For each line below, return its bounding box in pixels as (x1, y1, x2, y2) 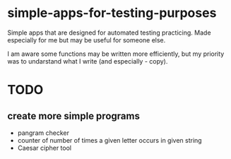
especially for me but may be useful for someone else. (7, 35, 166, 44)
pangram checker (17, 129, 69, 137)
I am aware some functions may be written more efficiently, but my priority (7, 49, 225, 58)
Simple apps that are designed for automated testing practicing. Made (7, 28, 211, 37)
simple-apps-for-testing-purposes (7, 5, 217, 21)
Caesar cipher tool (17, 143, 72, 152)
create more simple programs (7, 110, 140, 122)
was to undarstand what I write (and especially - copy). (7, 57, 168, 65)
